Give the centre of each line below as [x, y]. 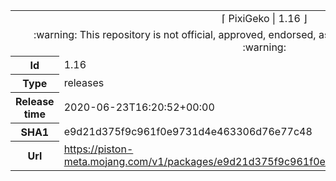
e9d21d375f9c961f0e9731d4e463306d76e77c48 [188, 131]
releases [84, 82]
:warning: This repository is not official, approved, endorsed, [175, 34]
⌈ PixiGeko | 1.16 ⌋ [264, 18]
